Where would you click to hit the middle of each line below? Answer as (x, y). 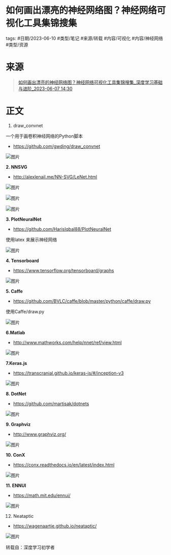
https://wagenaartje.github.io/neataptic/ (55, 526)
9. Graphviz (18, 424)
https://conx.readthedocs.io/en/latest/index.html (64, 465)
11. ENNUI (16, 485)
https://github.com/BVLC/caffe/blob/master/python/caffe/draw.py (82, 301)
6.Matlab (15, 332)
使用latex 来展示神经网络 (31, 240)
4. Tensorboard (23, 260)
